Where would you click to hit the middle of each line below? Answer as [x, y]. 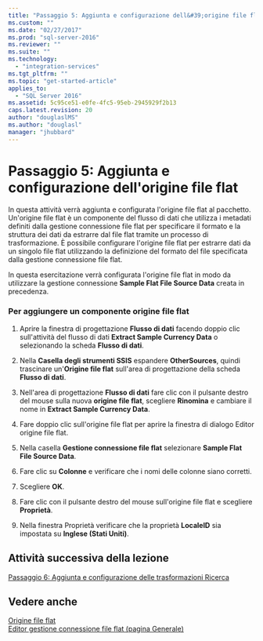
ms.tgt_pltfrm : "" [38, 74]
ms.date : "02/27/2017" [45, 30]
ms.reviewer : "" [34, 45]
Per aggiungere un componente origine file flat [99, 311]
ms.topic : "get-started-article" [63, 81]
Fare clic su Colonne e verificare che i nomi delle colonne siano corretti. [135, 471]
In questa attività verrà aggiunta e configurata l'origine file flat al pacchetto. [130, 209]
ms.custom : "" [31, 23]
